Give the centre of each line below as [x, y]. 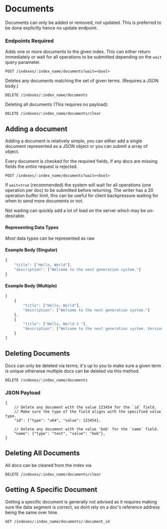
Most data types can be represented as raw [50, 238]
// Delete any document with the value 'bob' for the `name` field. [86, 429]
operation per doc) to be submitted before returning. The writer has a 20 [79, 190]
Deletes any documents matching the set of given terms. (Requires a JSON [82, 81]
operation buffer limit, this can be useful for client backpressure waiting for [82, 196]
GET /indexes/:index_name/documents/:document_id [58, 522]
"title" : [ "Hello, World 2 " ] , [55, 324]
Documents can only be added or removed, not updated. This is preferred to [83, 22]
